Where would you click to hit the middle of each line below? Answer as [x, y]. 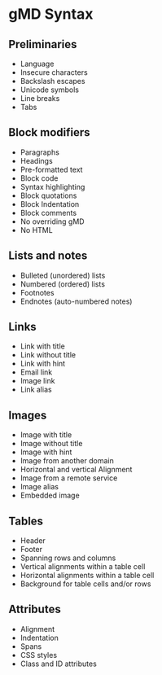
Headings [36, 160]
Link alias [36, 390]
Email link [36, 372]
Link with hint [43, 364]
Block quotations [48, 195]
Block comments [48, 213]
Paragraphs [39, 152]
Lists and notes [48, 256]
